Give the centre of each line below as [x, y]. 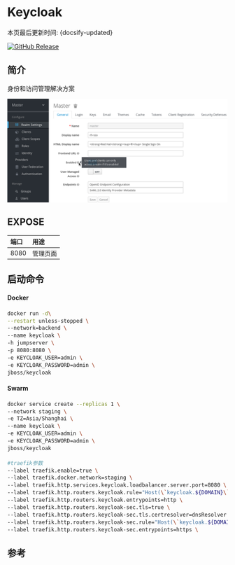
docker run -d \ [29, 313]
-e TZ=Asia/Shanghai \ [40, 419]
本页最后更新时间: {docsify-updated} [60, 32]
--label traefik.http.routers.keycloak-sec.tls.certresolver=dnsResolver [117, 515]
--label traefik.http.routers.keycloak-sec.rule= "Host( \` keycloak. [108, 522]
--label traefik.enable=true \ [53, 470]
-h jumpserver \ [31, 343]
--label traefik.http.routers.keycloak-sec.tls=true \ [89, 507]
